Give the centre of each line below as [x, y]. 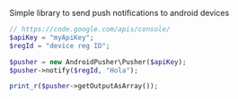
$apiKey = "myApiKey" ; [52, 37]
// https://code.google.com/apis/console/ [90, 29]
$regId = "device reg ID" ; [60, 45]
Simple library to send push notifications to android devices [119, 13]
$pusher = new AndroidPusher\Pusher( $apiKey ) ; [98, 62]
